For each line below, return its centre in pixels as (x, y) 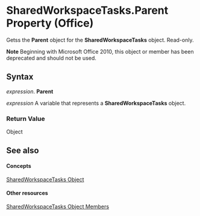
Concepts (19, 166)
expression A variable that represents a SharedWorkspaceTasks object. (96, 103)
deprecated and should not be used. (51, 58)
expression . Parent (30, 91)
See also (23, 151)
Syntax (20, 77)
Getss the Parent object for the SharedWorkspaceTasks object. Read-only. (100, 40)
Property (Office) (50, 23)
